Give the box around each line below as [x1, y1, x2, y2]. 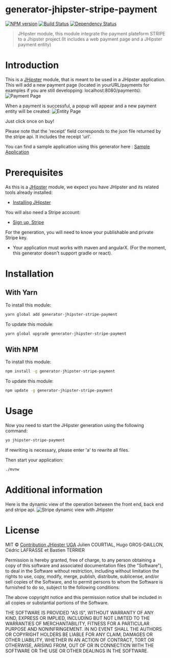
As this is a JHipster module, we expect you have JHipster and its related [5, 184, 159, 190]
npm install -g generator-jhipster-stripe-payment [5, 369, 115, 374]
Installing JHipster [12, 199, 51, 205]
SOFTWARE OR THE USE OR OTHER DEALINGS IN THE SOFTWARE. [5, 648, 149, 654]
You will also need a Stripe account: [5, 209, 81, 215]
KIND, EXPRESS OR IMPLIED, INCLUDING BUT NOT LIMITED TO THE [5, 615, 150, 621]
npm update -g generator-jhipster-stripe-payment [5, 388, 113, 393]
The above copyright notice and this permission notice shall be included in [5, 594, 162, 600]
